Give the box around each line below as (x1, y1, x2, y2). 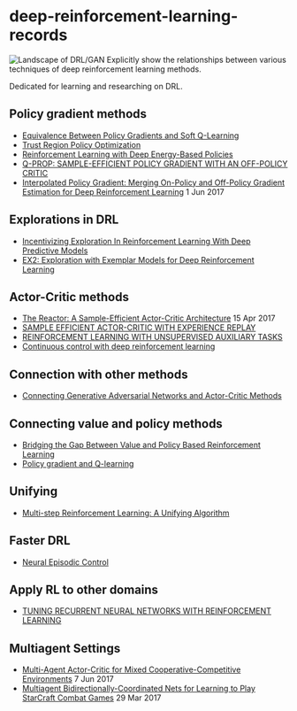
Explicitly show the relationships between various (106, 54, 287, 65)
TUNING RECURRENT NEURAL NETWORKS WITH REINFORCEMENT (21, 606, 272, 616)
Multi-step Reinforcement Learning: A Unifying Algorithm (21, 507, 230, 518)
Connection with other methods (9, 367, 188, 382)
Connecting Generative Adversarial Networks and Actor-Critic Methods (21, 390, 283, 401)
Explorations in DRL (9, 213, 119, 228)
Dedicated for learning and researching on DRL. (9, 81, 183, 91)
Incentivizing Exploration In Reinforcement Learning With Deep (21, 236, 251, 246)
